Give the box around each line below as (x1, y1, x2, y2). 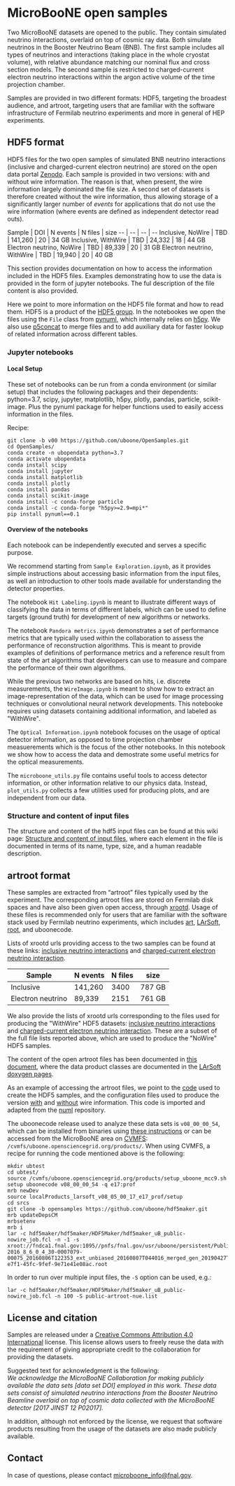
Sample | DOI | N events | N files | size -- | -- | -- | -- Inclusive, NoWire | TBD (7, 228, 228, 236)
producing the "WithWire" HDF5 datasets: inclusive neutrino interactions (7, 1019, 215, 1028)
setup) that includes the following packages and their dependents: (7, 387, 199, 396)
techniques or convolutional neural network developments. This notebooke (7, 699, 223, 708)
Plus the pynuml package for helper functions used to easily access (28, 402, 224, 411)
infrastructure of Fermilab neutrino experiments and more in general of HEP (7, 109, 225, 117)
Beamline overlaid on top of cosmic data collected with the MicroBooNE (7, 1396, 215, 1404)
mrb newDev (7, 1188, 39, 1195)
